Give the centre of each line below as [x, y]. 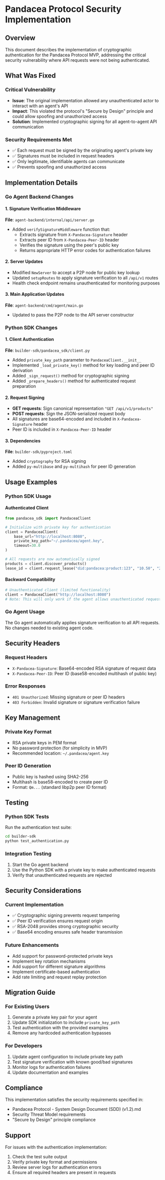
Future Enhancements [32, 945]
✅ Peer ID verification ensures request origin [57, 921]
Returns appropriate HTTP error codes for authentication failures [85, 250]
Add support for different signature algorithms [59, 966]
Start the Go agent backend [40, 864]
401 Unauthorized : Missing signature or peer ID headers [69, 697]
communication [28, 126]
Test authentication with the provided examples [60, 1028]
